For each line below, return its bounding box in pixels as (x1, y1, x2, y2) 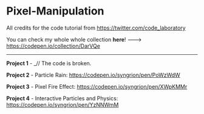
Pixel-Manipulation (6, 4, 104, 18)
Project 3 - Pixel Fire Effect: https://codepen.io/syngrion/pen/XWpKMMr (6, 83, 188, 90)
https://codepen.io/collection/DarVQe (6, 42, 100, 49)
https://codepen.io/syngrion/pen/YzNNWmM (6, 101, 119, 108)
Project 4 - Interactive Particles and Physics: (6, 95, 118, 102)
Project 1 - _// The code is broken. (6, 59, 92, 67)
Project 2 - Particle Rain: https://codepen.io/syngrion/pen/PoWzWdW (6, 71, 180, 78)
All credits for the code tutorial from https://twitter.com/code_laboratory (6, 24, 186, 31)
